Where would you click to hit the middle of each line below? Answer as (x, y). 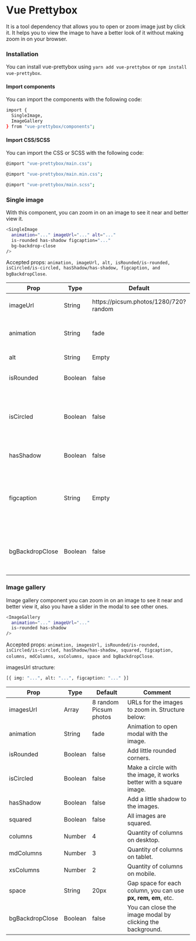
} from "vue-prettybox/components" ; (50, 127)
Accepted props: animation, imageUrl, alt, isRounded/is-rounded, (88, 262)
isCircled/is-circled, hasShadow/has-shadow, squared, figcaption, (90, 650)
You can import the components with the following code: (74, 100)
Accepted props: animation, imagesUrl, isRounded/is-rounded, (83, 645)
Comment (157, 693)
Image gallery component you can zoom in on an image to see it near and (94, 600)
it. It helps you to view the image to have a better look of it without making (95, 32)
